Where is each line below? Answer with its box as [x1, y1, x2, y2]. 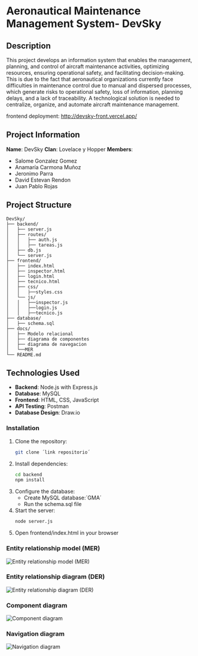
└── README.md [6, 351, 42, 358]
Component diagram [6, 601, 68, 609]
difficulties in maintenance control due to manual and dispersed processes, [6, 82, 192, 89]
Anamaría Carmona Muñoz [14, 163, 81, 171]
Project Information [6, 130, 80, 140]
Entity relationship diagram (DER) [6, 572, 105, 581]
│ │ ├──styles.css [6, 289, 63, 295]
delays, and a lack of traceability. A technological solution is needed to [6, 94, 181, 102]
